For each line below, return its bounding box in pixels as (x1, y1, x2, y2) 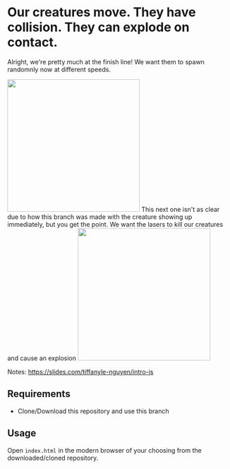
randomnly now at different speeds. (7, 65, 111, 73)
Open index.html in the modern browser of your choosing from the (7, 446, 202, 454)
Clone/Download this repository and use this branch (17, 407, 169, 415)
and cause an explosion (7, 354, 76, 362)
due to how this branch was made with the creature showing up (7, 213, 193, 221)
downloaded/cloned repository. (7, 453, 99, 462)
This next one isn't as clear (140, 205, 220, 213)
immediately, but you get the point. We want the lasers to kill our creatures (7, 220, 224, 228)
